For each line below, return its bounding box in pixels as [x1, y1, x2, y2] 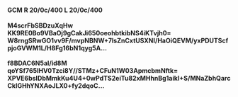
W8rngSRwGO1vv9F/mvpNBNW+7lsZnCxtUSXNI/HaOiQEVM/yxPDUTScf [7, 36, 229, 45]
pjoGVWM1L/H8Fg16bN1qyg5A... [7, 44, 108, 52]
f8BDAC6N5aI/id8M [7, 59, 67, 67]
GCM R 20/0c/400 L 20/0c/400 [7, 6, 103, 14]
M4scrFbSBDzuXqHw [7, 21, 73, 30]
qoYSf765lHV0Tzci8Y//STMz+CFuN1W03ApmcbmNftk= [7, 67, 178, 75]
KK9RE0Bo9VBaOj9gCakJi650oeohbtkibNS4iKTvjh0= [7, 29, 171, 38]
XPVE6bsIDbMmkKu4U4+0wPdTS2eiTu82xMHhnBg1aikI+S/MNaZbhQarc [7, 74, 231, 83]
